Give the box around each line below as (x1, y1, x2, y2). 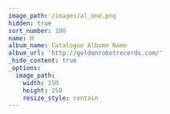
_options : (8, 64, 42, 72)
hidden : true (8, 19, 52, 27)
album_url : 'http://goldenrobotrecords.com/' (8, 49, 163, 57)
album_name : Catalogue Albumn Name (8, 42, 127, 50)
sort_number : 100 (8, 26, 67, 35)
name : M (8, 34, 34, 43)
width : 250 (22, 79, 59, 87)
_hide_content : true (8, 57, 78, 65)
